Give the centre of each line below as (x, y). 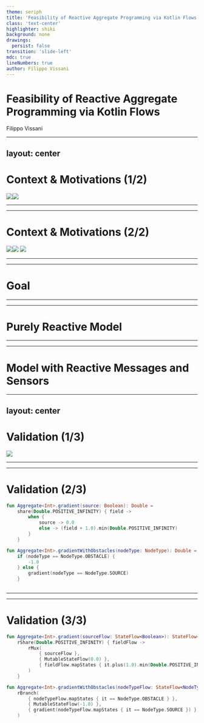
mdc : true (19, 57)
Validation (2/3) (46, 489)
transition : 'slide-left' (39, 52)
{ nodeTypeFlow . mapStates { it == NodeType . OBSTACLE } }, (103, 699)
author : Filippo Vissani (38, 69)
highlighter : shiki (31, 29)
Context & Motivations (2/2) (78, 232)
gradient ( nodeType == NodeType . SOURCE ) (79, 573)
